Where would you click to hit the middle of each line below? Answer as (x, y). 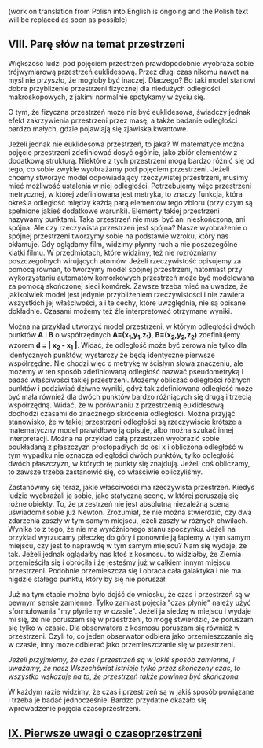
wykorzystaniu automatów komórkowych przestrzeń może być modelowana (131, 278)
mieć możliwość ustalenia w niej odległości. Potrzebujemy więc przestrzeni (130, 186)
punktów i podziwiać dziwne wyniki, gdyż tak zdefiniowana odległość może (131, 389)
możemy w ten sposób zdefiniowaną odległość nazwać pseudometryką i (126, 372)
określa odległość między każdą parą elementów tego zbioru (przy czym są (130, 202)
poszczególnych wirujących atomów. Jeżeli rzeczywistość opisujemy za (125, 261)
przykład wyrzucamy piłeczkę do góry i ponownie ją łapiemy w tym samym (130, 537)
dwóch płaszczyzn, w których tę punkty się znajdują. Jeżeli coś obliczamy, (129, 464)
